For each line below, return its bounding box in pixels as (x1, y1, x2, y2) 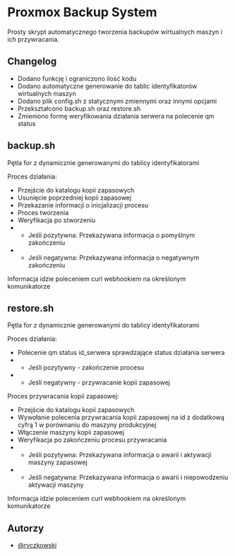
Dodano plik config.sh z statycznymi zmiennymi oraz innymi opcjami (17, 97, 217, 105)
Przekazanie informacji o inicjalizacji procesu (17, 200, 149, 209)
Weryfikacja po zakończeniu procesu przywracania (17, 435, 167, 445)
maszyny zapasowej (28, 458, 88, 466)
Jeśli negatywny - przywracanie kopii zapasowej (28, 378, 171, 387)
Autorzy (7, 522, 44, 534)
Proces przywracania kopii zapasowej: (7, 392, 119, 401)
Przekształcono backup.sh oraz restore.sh (17, 104, 141, 113)
